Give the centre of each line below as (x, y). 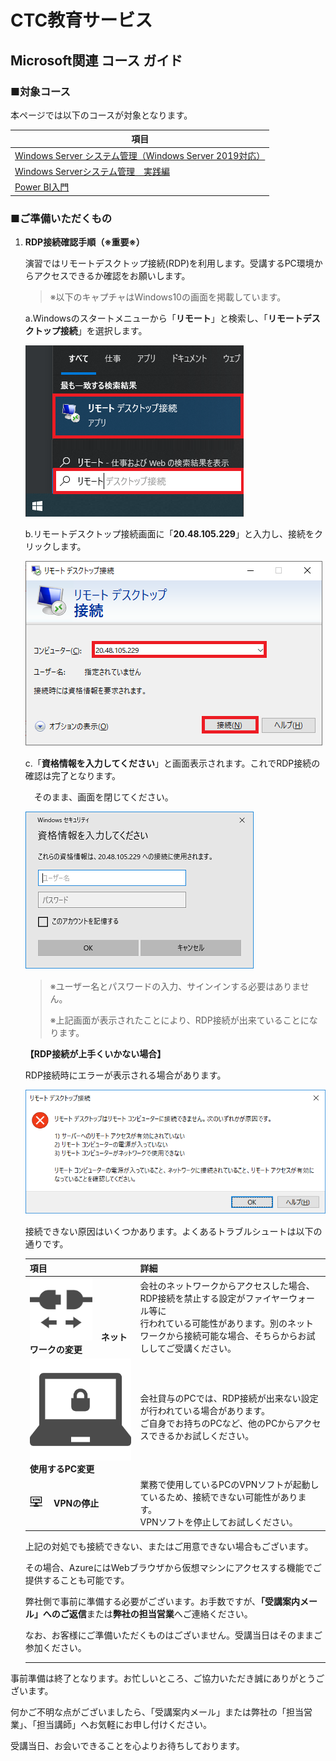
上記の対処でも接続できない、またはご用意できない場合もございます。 (169, 1546)
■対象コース (40, 91)
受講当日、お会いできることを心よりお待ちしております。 (127, 1745)
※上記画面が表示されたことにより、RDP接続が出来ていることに (179, 1020)
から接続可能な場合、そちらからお (236, 1336)
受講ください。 (205, 1348)
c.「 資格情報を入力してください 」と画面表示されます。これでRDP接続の (172, 763)
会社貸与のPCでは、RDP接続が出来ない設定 (229, 1398)
